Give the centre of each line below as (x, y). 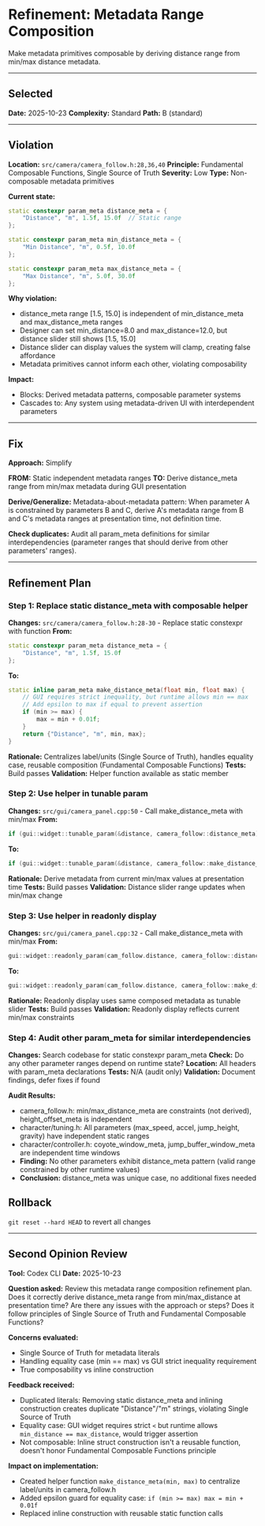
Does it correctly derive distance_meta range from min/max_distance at (124, 1297)
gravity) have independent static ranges (84, 1136)
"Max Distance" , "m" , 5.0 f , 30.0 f (79, 276)
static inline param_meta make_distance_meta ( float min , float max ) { (127, 690)
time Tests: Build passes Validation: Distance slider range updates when (127, 887)
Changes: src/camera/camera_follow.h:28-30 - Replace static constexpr (125, 623)
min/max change (35, 895)
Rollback (30, 1203)
